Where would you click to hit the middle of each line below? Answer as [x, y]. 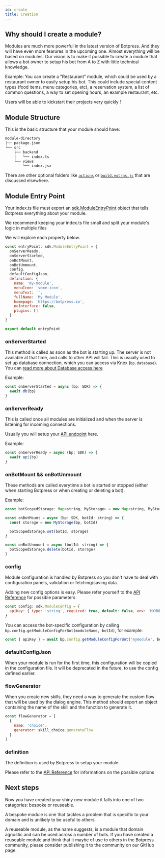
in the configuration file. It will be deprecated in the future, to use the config [82, 668]
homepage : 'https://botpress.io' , [49, 301]
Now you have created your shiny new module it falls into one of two [74, 799]
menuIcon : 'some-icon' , [38, 288]
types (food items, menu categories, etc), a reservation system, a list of [77, 87]
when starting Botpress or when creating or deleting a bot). [65, 490]
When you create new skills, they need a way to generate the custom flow [80, 697]
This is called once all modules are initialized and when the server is [74, 419]
